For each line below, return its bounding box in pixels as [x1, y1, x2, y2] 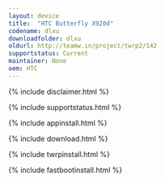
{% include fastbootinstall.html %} [8, 165, 123, 175]
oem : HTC [8, 65, 38, 73]
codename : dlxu [8, 27, 60, 35]
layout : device [8, 11, 60, 20]
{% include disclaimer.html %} [8, 87, 109, 96]
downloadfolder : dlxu [8, 34, 82, 43]
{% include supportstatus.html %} [8, 102, 122, 112]
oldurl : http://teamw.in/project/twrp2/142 [8, 42, 158, 50]
